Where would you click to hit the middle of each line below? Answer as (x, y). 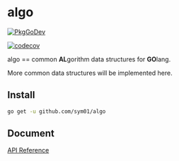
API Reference (28, 150)
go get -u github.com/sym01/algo (57, 111)
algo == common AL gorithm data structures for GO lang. (89, 59)
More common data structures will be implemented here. (90, 73)
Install (21, 95)
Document (31, 134)
